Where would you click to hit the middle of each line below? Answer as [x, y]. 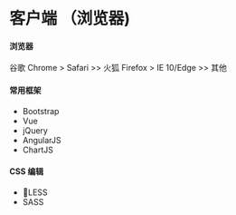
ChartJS [38, 150]
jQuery [35, 130]
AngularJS [42, 140]
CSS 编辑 [27, 171]
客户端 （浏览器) [70, 19]
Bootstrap [41, 111]
